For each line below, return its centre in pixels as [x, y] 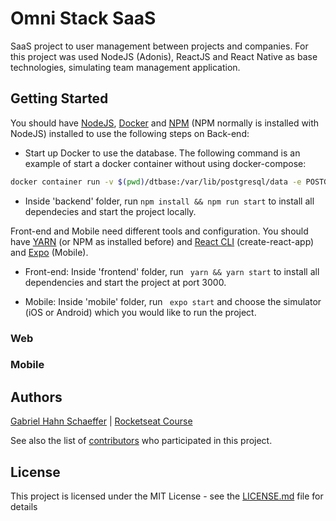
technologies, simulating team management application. [125, 67]
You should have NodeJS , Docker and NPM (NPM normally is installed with [165, 123]
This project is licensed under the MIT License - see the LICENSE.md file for [167, 496]
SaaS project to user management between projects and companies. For [159, 46]
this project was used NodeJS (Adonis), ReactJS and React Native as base [164, 56]
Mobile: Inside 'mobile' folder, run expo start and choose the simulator [173, 301]
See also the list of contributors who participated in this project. [141, 441]
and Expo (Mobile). [49, 252]
